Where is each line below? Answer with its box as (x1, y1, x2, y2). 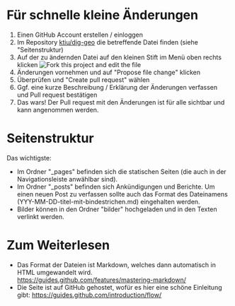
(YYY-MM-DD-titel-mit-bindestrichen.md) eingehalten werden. (16, 197, 200, 206)
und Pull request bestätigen (16, 90, 98, 99)
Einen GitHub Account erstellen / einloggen (16, 30, 143, 39)
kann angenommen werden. (16, 105, 99, 114)
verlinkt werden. (16, 212, 64, 220)
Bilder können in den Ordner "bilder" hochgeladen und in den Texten (16, 205, 217, 213)
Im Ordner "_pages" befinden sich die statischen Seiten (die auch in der (16, 167, 227, 176)
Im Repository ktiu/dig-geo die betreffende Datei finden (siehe (16, 37, 199, 46)
